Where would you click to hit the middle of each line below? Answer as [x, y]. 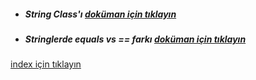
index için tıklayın [46, 64]
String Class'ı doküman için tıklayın [100, 14]
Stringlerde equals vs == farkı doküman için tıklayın [135, 39]
